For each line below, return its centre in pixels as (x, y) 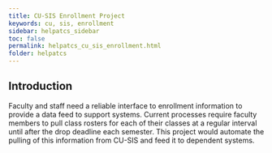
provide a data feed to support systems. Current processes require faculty (133, 114)
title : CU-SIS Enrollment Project (67, 16)
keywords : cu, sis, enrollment (61, 23)
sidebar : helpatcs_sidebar (54, 31)
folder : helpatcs (38, 53)
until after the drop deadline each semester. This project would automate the (136, 131)
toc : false (27, 38)
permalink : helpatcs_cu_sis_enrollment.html (85, 46)
